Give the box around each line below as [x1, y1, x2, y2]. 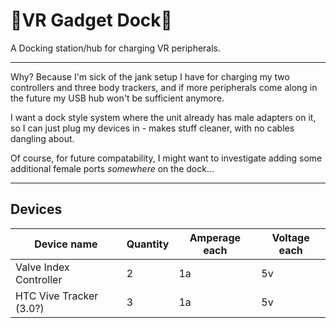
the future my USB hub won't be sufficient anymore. [10, 92, 225, 104]
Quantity [126, 237, 170, 251]
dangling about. [10, 132, 75, 144]
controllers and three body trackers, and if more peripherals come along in [10, 81, 318, 93]
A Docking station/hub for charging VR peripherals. [10, 42, 222, 54]
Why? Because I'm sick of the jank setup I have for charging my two [10, 70, 290, 83]
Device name [34, 237, 98, 251]
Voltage [271, 230, 310, 244]
